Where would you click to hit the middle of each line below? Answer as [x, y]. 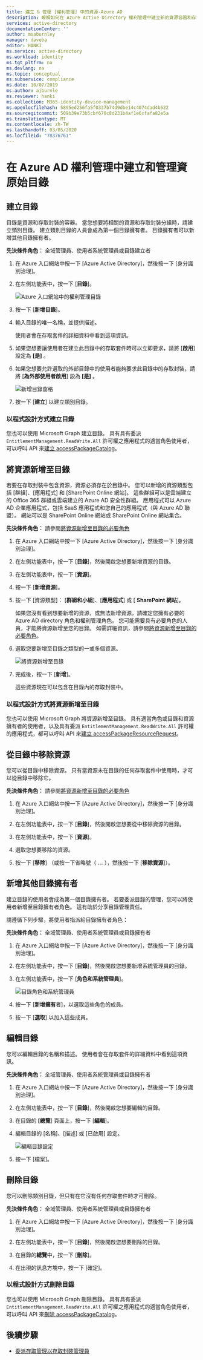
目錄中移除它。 [35, 778]
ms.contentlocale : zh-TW [37, 125]
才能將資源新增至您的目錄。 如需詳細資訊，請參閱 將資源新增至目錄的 [111, 628]
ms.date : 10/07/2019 [32, 85]
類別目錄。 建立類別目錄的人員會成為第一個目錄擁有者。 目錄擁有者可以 [100, 230]
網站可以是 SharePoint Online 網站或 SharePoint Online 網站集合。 [103, 515]
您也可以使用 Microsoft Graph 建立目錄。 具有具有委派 [74, 433]
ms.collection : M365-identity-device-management [69, 102]
